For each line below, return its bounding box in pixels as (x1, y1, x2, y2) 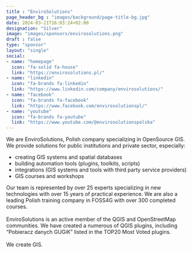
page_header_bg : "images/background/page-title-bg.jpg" (6, 14, 150, 20)
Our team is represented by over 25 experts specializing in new (6, 184, 162, 191)
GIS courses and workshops (14, 173, 84, 180)
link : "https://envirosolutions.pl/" (11, 70, 105, 76)
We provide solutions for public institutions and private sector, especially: (6, 142, 185, 149)
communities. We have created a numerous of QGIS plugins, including (6, 222, 178, 229)
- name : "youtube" (6, 108, 52, 114)
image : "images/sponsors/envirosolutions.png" (6, 31, 124, 37)
